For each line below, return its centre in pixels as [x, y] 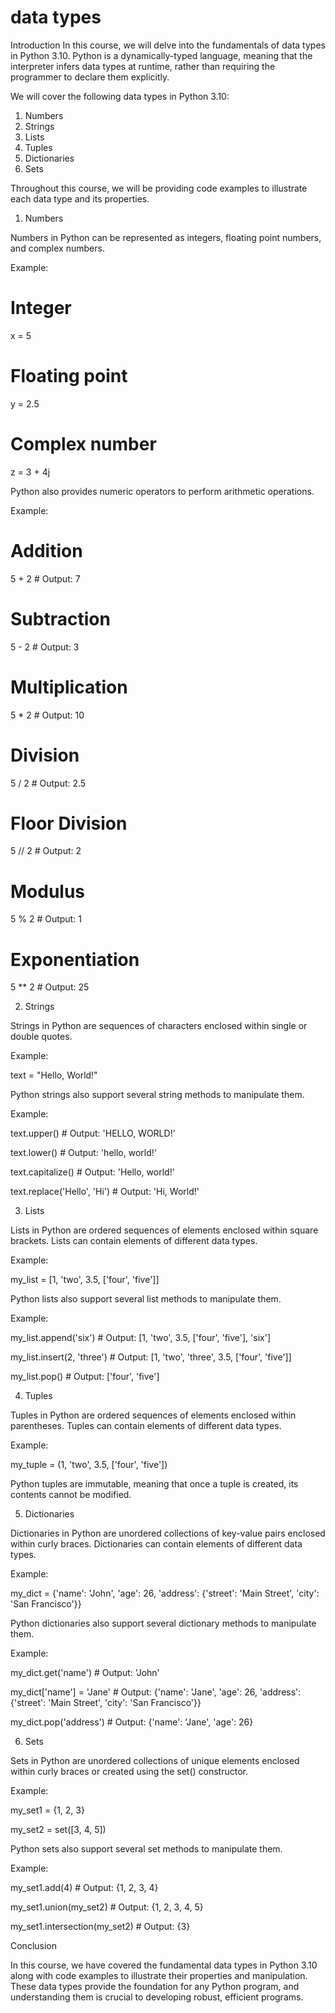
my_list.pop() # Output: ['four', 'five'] [85, 1377]
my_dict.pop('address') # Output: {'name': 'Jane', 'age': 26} [132, 1722]
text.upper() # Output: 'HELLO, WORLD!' [93, 1133]
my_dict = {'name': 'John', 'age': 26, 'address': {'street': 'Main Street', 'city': [165, 1593]
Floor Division [69, 823]
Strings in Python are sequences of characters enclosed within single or [159, 1026]
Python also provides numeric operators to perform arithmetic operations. [162, 491]
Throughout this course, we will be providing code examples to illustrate [159, 188]
